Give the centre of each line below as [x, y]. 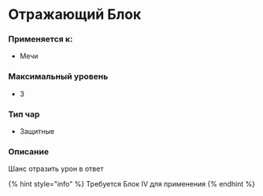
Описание [29, 152]
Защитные [37, 131]
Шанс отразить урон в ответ [56, 169]
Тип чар [24, 114]
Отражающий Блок [75, 15]
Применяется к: [41, 39]
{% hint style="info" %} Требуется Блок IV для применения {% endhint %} [132, 184]
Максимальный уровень [58, 76]
